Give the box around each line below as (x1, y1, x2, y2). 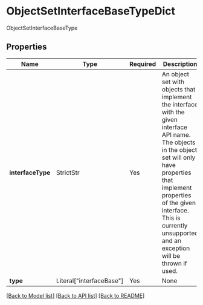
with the (162, 108, 185, 116)
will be (162, 251, 181, 260)
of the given (162, 198, 196, 207)
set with (162, 77, 185, 86)
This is (162, 214, 181, 222)
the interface (162, 100, 198, 108)
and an (162, 236, 182, 244)
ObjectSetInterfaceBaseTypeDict (6, 4, 176, 18)
